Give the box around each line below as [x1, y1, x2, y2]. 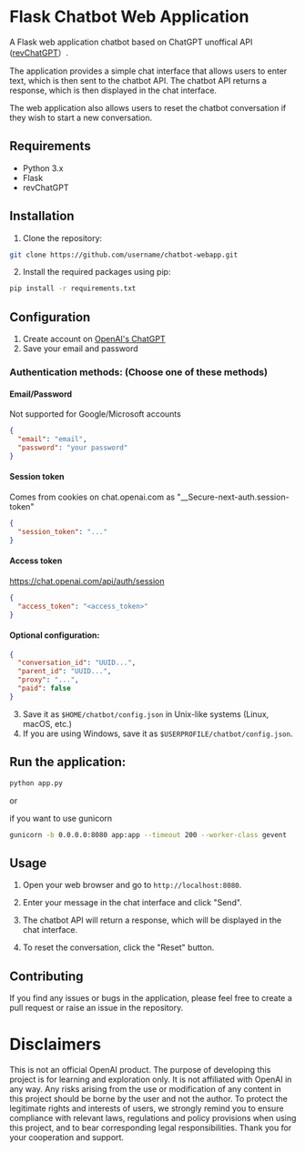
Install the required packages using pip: [22, 267, 171, 278]
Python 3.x [22, 162, 64, 174]
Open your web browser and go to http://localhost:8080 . [22, 880, 242, 891]
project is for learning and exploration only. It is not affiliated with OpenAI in [9, 1074, 292, 1085]
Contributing [9, 968, 84, 984]
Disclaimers [9, 1035, 102, 1055]
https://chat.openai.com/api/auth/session [9, 575, 165, 586]
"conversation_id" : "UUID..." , [17, 658, 137, 668]
